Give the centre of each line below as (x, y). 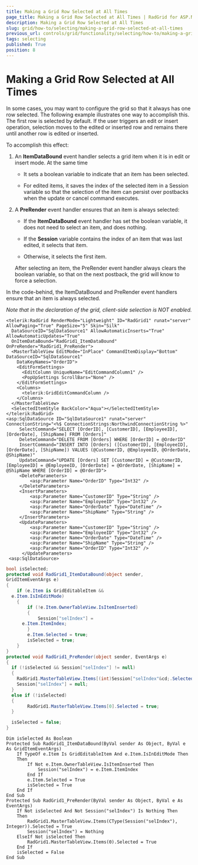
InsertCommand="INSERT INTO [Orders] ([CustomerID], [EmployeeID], (104, 445)
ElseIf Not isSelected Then (51, 837)
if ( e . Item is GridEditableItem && (60, 591)
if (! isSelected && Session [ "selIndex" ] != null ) (73, 668)
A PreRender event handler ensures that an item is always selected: (97, 209)
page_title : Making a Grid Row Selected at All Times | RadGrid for (92, 17)
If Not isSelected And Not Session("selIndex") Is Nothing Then (97, 811)
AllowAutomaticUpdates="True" (43, 336)
